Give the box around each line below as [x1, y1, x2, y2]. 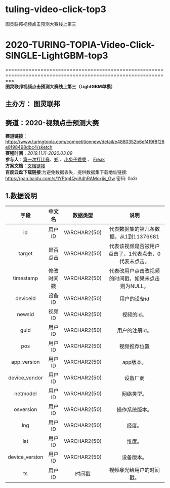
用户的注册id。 [117, 327, 152, 334]
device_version [8, 453, 44, 460]
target [18, 250, 33, 257]
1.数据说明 [5, 192, 37, 200]
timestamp [13, 274, 38, 282]
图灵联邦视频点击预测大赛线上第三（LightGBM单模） [5, 83, 115, 89]
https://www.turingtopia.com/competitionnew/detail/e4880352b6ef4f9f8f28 [5, 138, 165, 145]
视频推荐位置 [119, 342, 150, 350]
